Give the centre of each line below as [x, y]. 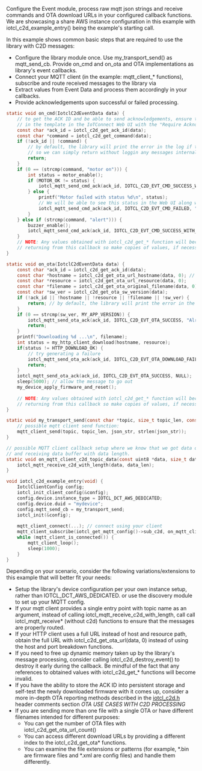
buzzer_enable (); [49, 225]
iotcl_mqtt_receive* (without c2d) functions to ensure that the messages [104, 621]
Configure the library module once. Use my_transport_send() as [93, 57]
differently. [37, 762]
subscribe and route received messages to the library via [85, 83]
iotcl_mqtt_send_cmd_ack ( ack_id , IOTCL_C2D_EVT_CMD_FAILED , [115, 208]
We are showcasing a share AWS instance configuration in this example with [101, 21]
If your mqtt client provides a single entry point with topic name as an [101, 608]
